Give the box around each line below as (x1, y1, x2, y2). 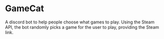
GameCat (5, 3, 44, 14)
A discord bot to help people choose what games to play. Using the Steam (5, 19, 155, 25)
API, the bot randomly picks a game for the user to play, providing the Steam (5, 24, 159, 30)
